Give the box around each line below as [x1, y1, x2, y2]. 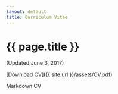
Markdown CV [6, 83, 42, 90]
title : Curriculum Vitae [6, 14, 68, 20]
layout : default [6, 8, 46, 15]
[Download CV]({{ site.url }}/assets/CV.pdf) [6, 71, 113, 78]
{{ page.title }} [6, 40, 80, 54]
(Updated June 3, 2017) [6, 59, 64, 67]
